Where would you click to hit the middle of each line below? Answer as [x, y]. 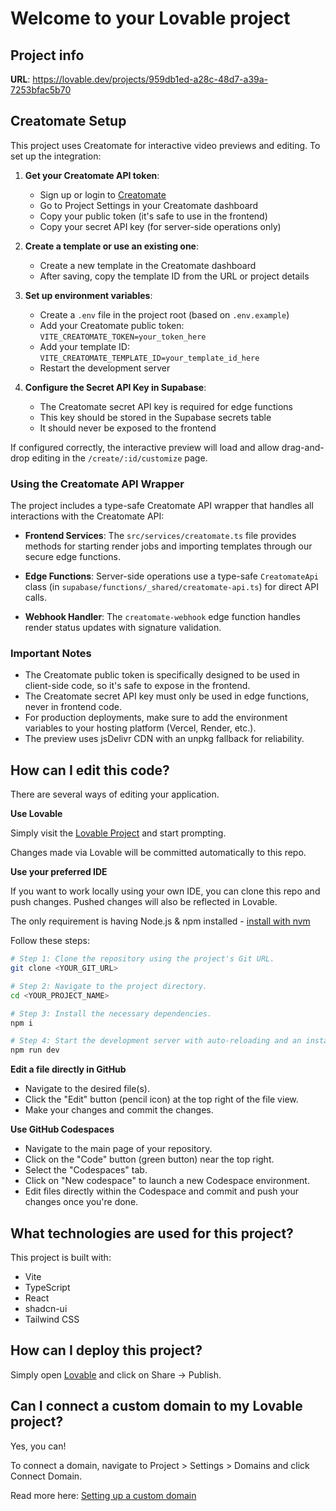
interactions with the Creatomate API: [87, 516]
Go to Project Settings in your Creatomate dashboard [149, 205]
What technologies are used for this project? [152, 1233]
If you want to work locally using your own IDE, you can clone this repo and [165, 891]
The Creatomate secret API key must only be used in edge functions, [166, 696]
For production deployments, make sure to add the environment [156, 718]
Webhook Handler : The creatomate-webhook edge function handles [162, 617]
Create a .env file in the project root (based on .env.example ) [164, 314]
